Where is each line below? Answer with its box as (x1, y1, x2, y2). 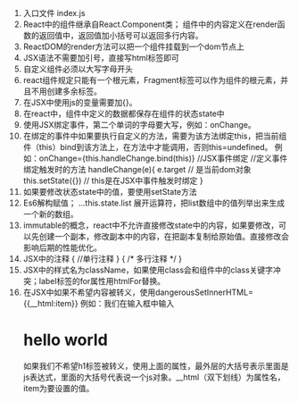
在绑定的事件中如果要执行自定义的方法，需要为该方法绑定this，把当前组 (22, 130, 287, 141)
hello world (22, 330, 108, 350)
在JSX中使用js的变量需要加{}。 (22, 97, 137, 107)
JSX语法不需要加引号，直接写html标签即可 (22, 53, 179, 63)
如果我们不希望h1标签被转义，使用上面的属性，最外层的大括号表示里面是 (22, 360, 289, 371)
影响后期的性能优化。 (22, 242, 102, 253)
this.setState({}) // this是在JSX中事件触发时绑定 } (22, 175, 203, 186)
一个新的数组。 (22, 209, 79, 219)
